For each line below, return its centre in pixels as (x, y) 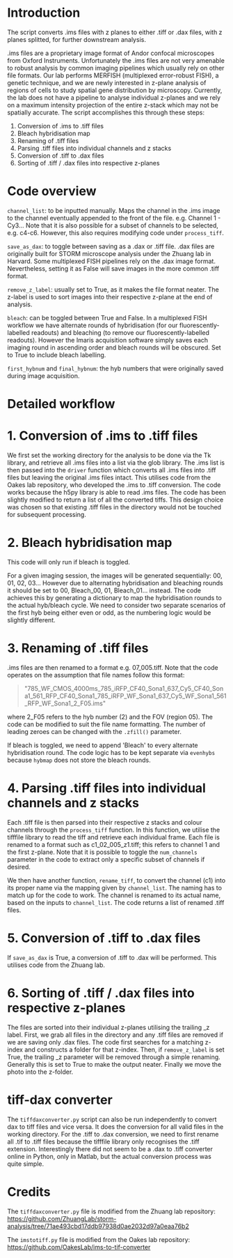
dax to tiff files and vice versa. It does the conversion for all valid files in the (115, 1126)
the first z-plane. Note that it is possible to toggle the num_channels (102, 852)
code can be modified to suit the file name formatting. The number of (106, 724)
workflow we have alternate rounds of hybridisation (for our (93, 325)
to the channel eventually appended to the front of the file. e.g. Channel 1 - (114, 218)
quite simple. (25, 1164)
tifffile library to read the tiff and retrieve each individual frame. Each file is (114, 837)
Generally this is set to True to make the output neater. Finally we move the (114, 1064)
